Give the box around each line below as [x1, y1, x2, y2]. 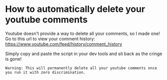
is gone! [5, 56, 22, 62]
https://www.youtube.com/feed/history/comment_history [5, 41, 122, 47]
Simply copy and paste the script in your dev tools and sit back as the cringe [5, 51, 163, 57]
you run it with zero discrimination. [5, 70, 86, 75]
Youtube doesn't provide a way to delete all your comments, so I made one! [5, 30, 161, 36]
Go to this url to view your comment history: [5, 36, 96, 42]
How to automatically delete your [5, 3, 146, 15]
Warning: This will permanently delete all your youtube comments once [5, 66, 157, 71]
